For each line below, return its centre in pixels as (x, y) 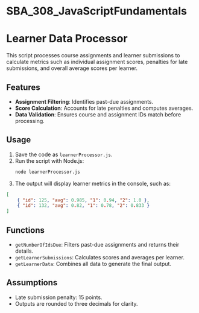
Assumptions (32, 283)
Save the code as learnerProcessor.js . (64, 154)
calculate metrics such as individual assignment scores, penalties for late (97, 62)
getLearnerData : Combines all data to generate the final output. (93, 264)
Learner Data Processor (67, 39)
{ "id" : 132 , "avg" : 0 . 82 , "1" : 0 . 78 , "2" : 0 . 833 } (83, 206)
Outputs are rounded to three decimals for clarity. (76, 303)
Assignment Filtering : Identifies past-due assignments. (84, 101)
